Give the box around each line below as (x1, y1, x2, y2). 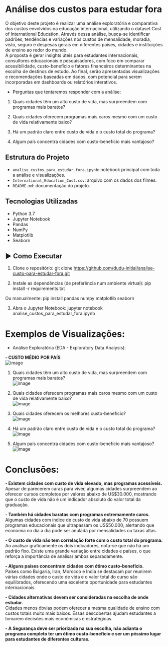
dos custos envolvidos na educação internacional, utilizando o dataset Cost (5, 25, 161, 31)
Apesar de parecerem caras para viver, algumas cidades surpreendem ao (5, 486, 157, 492)
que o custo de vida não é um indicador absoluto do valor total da (5, 496, 141, 502)
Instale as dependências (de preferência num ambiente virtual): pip (12, 280, 151, 286)
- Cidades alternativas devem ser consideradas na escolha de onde (5, 594, 149, 600)
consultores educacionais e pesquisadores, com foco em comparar (5, 57, 145, 63)
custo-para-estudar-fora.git (12, 270, 70, 276)
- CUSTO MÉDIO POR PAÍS (5, 354, 61, 361)
